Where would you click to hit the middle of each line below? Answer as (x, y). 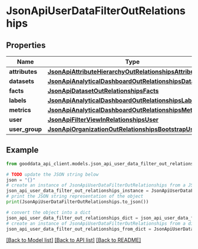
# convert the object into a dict (49, 212)
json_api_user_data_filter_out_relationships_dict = (72, 218)
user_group (26, 129)
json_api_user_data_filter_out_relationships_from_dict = (79, 229)
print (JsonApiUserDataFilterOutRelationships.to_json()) (77, 202)
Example (22, 150)
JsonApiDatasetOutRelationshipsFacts (103, 91)
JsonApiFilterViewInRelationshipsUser (103, 119)
